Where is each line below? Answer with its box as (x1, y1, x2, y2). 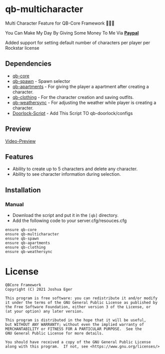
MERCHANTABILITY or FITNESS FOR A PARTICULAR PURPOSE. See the (5, 326, 142, 331)
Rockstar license (5, 45, 39, 51)
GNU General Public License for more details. (5, 331, 104, 336)
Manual (5, 201, 24, 208)
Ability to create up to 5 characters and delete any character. (12, 166, 138, 172)
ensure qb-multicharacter (5, 232, 59, 237)
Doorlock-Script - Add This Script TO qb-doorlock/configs (12, 110, 133, 116)
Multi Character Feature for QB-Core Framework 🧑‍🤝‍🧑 (5, 20, 115, 26)
